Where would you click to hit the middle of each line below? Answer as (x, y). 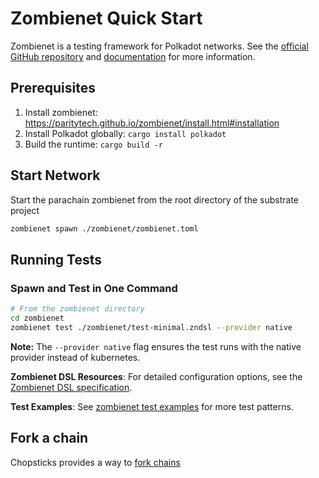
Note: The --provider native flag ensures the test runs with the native (156, 346)
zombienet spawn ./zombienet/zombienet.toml (104, 228)
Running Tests (56, 259)
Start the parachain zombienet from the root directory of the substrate (154, 199)
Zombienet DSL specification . (71, 387)
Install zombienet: (61, 112)
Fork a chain (49, 438)
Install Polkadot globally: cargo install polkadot (125, 133)
